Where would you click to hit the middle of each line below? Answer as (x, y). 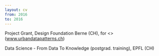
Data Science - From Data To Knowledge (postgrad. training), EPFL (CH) (79, 48)
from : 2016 (16, 14)
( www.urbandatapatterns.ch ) (35, 38)
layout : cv (16, 10)
